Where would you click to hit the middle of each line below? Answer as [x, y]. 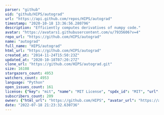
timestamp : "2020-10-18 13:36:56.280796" [48, 23]
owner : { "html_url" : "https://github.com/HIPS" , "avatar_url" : [71, 101]
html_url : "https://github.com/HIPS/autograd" [53, 50]
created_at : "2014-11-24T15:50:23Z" [42, 55]
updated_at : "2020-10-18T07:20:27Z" [42, 60]
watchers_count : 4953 [27, 78]
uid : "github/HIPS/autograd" [35, 14]
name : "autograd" [23, 42]
